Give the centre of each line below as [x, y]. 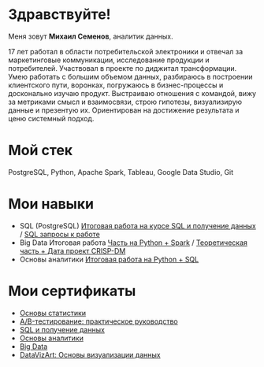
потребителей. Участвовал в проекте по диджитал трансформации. [123, 68]
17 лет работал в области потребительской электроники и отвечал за [126, 51]
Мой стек [41, 150]
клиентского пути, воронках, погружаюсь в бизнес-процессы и [116, 85]
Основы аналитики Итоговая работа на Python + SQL [109, 259]
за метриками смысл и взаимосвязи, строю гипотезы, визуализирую [125, 102]
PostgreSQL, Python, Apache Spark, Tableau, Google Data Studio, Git [121, 172]
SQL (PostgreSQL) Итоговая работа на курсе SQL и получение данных [138, 225]
